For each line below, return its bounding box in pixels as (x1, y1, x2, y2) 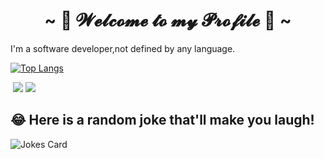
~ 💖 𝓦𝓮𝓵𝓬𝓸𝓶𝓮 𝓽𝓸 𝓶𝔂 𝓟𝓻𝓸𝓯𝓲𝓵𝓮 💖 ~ (44, 9, 292, 32)
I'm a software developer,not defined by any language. (10, 42, 236, 54)
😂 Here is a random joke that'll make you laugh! (10, 112, 315, 129)
